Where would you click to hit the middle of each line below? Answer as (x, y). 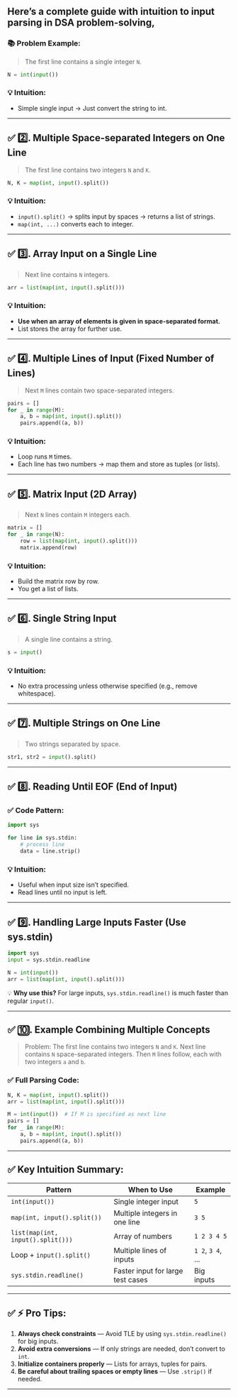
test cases (131, 1279)
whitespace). (36, 694)
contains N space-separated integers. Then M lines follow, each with (123, 1054)
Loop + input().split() (51, 1254)
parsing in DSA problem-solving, (81, 23)
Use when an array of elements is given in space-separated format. (119, 321)
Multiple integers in (146, 1213)
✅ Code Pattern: (36, 811)
